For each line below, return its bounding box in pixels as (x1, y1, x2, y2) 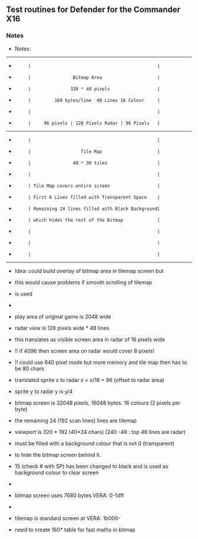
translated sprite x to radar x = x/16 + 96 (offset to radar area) (14, 376, 164, 383)
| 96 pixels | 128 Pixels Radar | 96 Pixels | (28, 120, 160, 126)
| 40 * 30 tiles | (28, 160, 160, 166)
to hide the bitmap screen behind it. (14, 451, 101, 458)
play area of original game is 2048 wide (14, 313, 111, 320)
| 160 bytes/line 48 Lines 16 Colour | (28, 97, 160, 103)
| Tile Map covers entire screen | (28, 183, 160, 189)
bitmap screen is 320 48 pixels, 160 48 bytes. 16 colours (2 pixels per (14, 399, 181, 406)
